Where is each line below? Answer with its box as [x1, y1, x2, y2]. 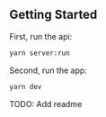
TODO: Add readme [9, 98, 83, 109]
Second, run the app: [9, 65, 88, 76]
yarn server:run [9, 49, 70, 58]
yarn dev [9, 82, 42, 91]
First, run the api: [9, 31, 73, 41]
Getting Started [9, 7, 98, 22]
